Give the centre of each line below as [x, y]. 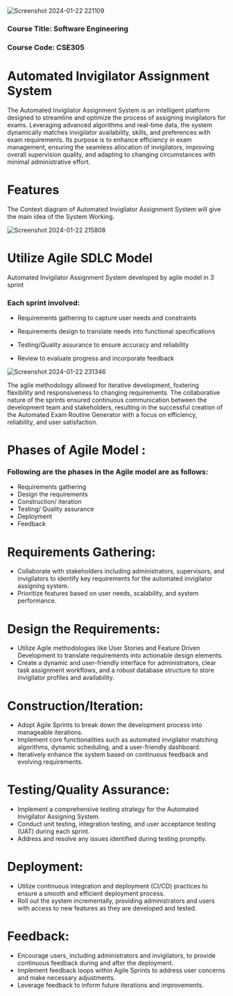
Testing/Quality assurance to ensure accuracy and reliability [103, 345]
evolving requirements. [50, 762]
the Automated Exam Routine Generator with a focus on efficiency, [102, 414]
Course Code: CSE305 [46, 47]
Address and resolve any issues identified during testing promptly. [112, 839]
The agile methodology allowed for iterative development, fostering [103, 385]
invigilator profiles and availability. [66, 678]
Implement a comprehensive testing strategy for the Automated [108, 809]
